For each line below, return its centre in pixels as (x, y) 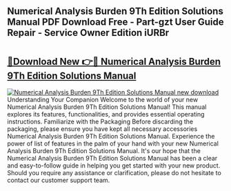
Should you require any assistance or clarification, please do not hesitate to (114, 173)
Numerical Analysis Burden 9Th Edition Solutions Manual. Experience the (111, 136)
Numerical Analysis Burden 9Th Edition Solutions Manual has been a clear (112, 158)
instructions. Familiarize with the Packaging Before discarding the (100, 121)
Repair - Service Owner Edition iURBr (88, 33)
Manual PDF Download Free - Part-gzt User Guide (115, 22)
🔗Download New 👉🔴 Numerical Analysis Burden (114, 61)
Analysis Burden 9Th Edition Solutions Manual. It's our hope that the (104, 151)
